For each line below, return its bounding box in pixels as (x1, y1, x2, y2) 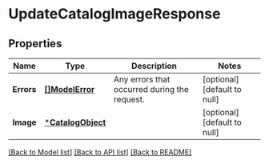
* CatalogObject (44, 117, 106, 128)
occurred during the (113, 84, 190, 94)
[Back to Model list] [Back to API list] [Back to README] (8, 147, 192, 157)
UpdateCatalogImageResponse (8, 5, 221, 23)
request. (113, 94, 146, 105)
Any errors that (113, 74, 171, 85)
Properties (8, 37, 62, 50)
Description (131, 61, 178, 71)
